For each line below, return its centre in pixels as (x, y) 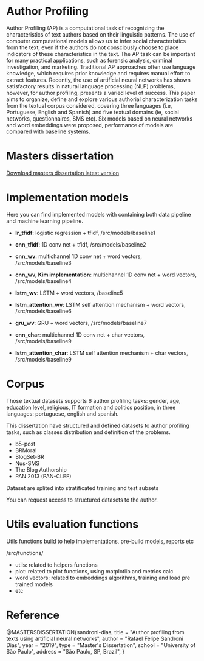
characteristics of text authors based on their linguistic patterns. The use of (101, 34)
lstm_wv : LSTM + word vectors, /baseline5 (69, 293)
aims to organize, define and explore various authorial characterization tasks (102, 99)
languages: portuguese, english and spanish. (63, 414)
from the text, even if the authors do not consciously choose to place (93, 47)
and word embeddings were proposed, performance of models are (90, 125)
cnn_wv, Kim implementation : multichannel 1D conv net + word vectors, (106, 275)
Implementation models (67, 198)
